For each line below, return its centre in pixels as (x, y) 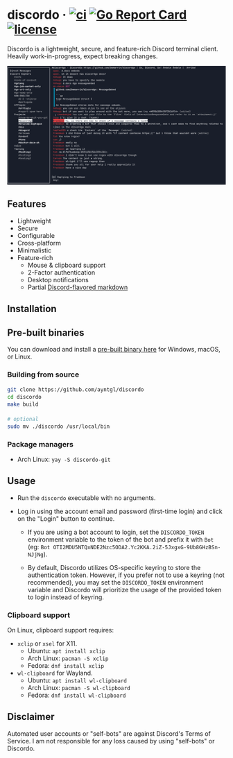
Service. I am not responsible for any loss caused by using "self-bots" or (111, 741)
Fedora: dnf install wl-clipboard (77, 695)
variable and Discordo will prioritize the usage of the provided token (124, 589)
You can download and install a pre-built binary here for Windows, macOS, (114, 350)
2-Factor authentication (61, 272)
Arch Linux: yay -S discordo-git (64, 459)
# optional (23, 419)
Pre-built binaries (46, 333)
